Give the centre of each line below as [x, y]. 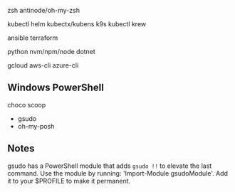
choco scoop [27, 105]
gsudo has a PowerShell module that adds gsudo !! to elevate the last [110, 166]
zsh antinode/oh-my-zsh [44, 10]
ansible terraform [33, 38]
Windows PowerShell [56, 88]
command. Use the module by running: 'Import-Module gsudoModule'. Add [117, 173]
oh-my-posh [36, 126]
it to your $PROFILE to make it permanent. [69, 181]
